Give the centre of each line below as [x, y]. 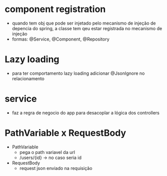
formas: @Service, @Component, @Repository [61, 39]
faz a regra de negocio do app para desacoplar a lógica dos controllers [86, 113]
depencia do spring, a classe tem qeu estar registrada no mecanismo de [87, 28]
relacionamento [28, 78]
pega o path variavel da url [47, 152]
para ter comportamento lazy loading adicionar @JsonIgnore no [78, 73]
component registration [55, 9]
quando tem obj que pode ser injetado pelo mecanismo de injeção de [84, 23]
